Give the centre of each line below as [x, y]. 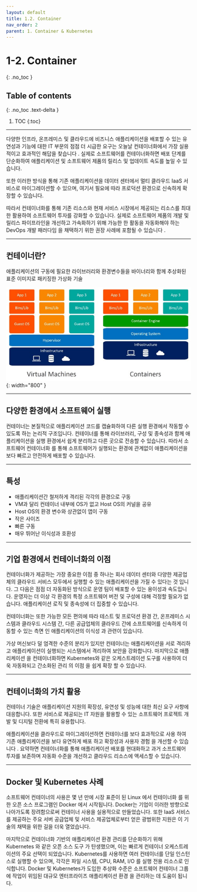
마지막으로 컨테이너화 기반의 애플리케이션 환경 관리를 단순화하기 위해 [84, 839]
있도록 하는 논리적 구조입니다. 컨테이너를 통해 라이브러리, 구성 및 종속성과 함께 [95, 433]
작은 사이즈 [27, 518]
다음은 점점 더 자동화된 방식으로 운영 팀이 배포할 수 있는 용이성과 [93, 589]
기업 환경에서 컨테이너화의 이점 [59, 559]
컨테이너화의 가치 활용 [43, 691]
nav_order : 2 [22, 25]
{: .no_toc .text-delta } [33, 110]
